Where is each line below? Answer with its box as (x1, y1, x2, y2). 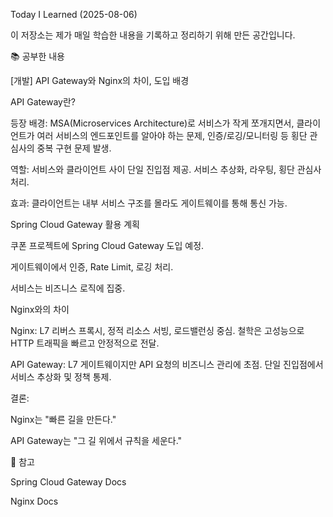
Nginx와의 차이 (10, 304, 70, 315)
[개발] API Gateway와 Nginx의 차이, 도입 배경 (10, 75, 190, 86)
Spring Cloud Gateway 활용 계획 (10, 219, 140, 230)
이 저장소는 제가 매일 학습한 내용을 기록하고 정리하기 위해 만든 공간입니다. (10, 29, 296, 41)
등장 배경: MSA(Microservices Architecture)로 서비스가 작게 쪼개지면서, (10, 117, 295, 129)
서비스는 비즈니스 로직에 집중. (10, 282, 126, 294)
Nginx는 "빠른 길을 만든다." (10, 414, 117, 425)
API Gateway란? (10, 96, 76, 108)
